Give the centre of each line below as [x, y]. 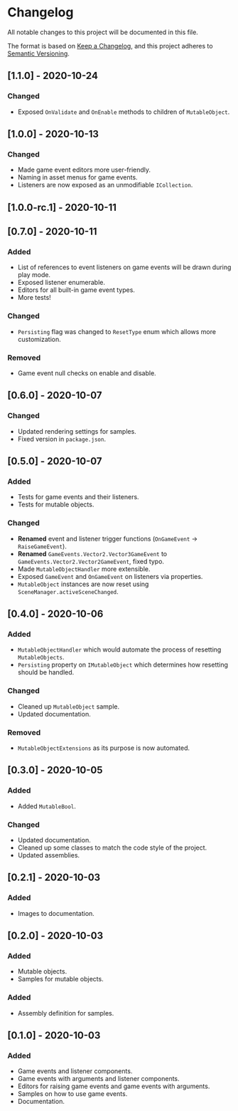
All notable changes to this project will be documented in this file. [103, 32]
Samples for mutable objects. [61, 979]
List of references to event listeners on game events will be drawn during [124, 267]
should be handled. [46, 672]
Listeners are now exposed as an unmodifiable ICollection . [105, 185]
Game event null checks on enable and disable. [87, 373]
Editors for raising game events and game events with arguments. [114, 1086]
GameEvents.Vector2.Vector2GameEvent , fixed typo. [91, 561]
